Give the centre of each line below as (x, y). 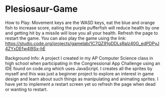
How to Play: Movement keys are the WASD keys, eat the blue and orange (80, 23)
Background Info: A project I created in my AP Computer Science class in (79, 58)
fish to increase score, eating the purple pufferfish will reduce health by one (82, 27)
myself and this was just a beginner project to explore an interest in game (80, 73)
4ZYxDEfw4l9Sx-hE (25, 48)
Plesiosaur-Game (41, 9)
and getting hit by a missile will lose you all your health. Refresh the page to (82, 33)
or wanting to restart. (26, 89)
